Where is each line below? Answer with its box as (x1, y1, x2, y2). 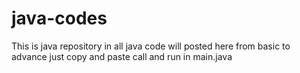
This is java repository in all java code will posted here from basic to (11, 40, 291, 52)
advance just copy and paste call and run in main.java (11, 50, 233, 62)
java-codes (11, 7, 108, 30)
